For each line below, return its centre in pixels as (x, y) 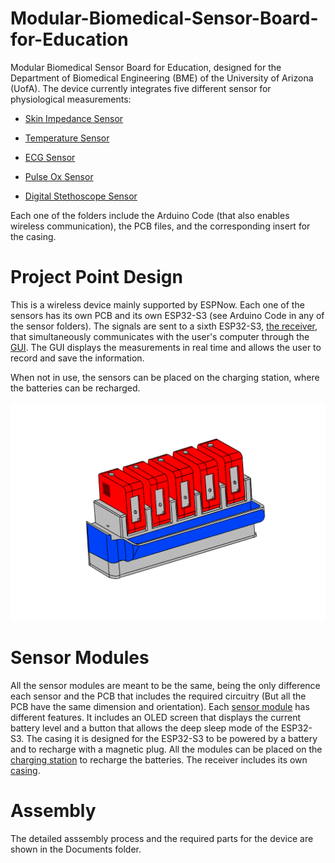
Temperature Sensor (67, 138)
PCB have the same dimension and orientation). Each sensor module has (160, 706)
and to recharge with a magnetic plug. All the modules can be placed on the (166, 749)
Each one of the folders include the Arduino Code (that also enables (150, 215)
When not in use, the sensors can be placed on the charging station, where (165, 377)
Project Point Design (96, 277)
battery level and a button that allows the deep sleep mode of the (144, 728)
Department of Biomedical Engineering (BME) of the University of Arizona (162, 78)
